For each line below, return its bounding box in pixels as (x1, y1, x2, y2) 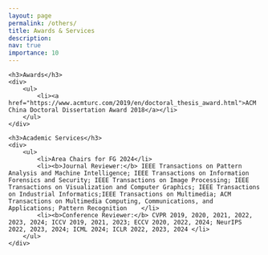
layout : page (8, 11, 52, 20)
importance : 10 (8, 49, 59, 57)
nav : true (8, 42, 42, 50)
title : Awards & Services (8, 26, 95, 34)
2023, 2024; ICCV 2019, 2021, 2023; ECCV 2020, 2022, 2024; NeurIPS (8, 218, 242, 226)
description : (8, 34, 52, 42)
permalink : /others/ (8, 19, 78, 27)
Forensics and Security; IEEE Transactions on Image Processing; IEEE (8, 176, 250, 184)
